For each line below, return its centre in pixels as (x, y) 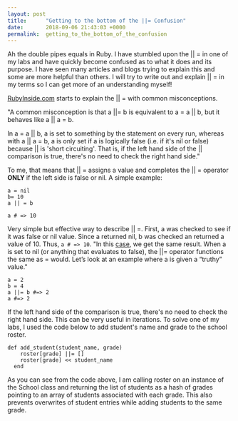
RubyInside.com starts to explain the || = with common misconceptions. (113, 98)
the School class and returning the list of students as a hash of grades (110, 387)
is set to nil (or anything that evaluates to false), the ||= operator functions (116, 252)
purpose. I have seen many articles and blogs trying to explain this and (111, 69)
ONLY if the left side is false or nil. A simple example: (85, 178)
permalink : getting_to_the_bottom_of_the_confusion (87, 34)
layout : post (27, 14)
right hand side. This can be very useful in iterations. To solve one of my (113, 320)
